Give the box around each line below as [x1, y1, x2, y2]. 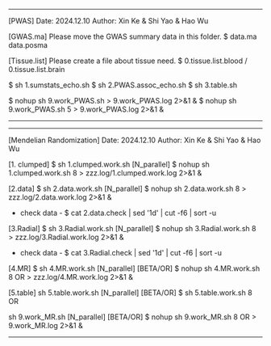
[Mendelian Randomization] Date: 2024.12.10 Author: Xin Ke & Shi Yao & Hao [8, 135, 261, 145]
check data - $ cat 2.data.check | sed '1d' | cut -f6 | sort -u [19, 208, 217, 217]
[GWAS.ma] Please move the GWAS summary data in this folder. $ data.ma [8, 32, 257, 41]
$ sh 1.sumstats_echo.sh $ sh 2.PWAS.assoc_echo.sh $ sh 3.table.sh [8, 80, 238, 90]
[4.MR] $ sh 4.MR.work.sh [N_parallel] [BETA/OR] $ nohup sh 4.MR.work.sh [8, 264, 261, 273]
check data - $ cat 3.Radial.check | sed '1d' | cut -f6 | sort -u [19, 248, 223, 257]
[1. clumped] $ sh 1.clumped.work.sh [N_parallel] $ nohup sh [8, 159, 210, 169]
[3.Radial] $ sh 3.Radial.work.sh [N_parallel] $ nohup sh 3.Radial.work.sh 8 [8, 224, 256, 233]
